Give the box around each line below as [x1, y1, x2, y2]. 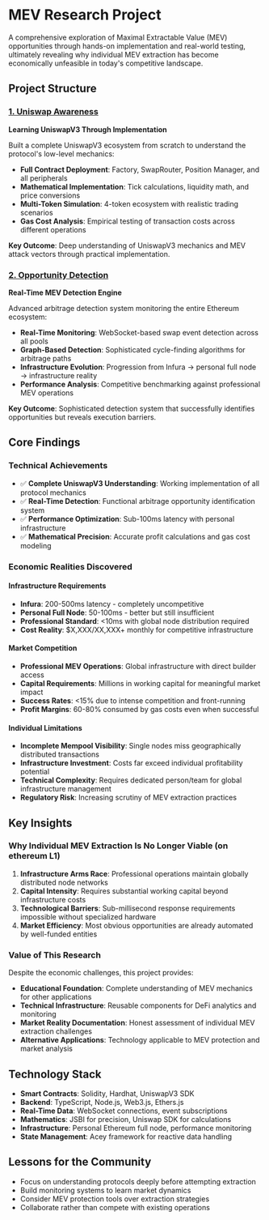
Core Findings [8, 436, 81, 450]
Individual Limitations [8, 723, 82, 732]
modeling [19, 540, 52, 550]
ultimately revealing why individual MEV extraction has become [8, 49, 220, 59]
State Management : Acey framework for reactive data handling [19, 1132, 233, 1141]
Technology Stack [8, 1067, 102, 1081]
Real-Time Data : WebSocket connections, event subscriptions [19, 1106, 228, 1115]
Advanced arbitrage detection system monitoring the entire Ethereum [8, 303, 240, 313]
